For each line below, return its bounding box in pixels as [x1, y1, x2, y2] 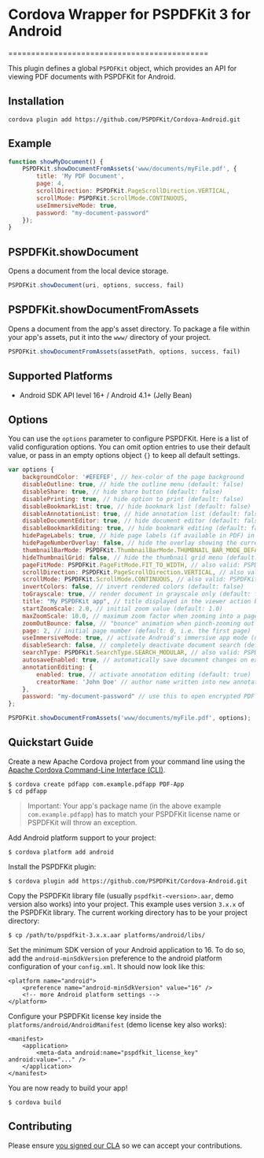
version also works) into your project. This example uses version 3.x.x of [8, 899, 245, 909]
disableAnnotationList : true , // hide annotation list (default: [22, 510, 241, 518]
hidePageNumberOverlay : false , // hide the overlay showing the [22, 539, 237, 548]
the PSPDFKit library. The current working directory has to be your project [8, 907, 247, 917]
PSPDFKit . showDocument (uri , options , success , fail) [8, 282, 185, 289]
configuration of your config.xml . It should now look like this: [8, 961, 206, 971]
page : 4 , [36, 179, 65, 188]
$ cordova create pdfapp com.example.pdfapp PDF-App [8, 780, 185, 788]
